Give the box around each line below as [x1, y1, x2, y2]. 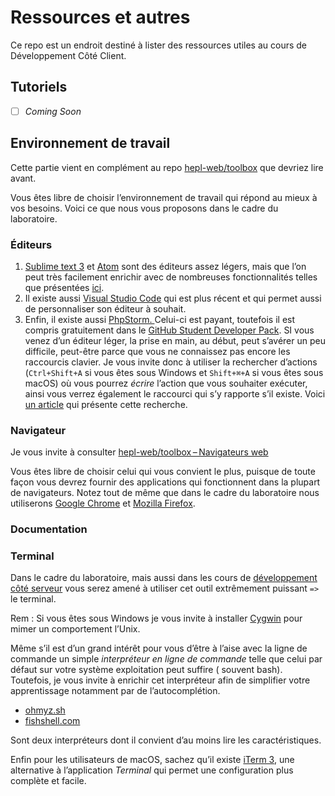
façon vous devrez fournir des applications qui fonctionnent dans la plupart [10, 476, 321, 488]
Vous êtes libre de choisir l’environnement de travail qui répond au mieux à [10, 191, 318, 203]
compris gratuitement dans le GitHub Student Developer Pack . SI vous [24, 324, 315, 336]
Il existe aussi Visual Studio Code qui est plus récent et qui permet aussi [24, 292, 322, 304]
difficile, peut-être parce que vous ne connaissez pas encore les [24, 345, 291, 357]
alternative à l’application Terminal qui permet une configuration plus [10, 764, 294, 776]
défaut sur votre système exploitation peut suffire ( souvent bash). [10, 664, 283, 676]
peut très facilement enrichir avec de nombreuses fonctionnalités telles [24, 271, 318, 283]
